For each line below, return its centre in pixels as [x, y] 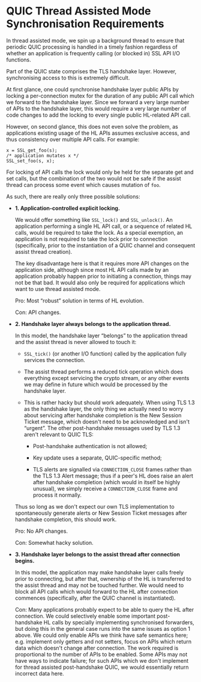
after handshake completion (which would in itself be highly [106, 482]
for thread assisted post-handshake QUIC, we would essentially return [102, 667]
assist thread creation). [43, 251]
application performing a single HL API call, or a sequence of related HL [103, 226]
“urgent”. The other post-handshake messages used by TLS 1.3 [102, 428]
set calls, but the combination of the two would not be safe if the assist [94, 178]
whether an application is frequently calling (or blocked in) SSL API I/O [93, 53]
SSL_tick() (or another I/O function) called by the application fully [105, 354]
